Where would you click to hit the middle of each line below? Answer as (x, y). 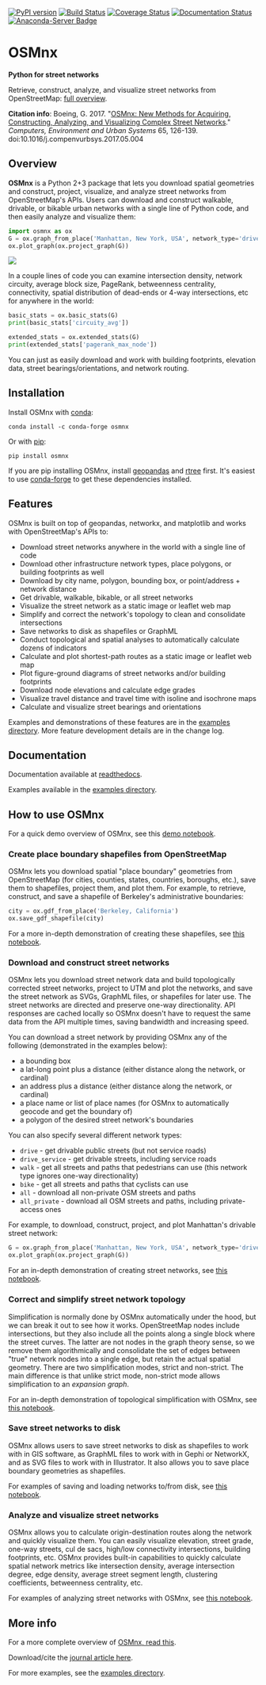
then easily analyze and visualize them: (72, 216)
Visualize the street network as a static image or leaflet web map (125, 605)
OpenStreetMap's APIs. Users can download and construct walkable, (121, 200)
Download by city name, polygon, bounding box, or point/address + (130, 580)
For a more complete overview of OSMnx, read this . (92, 1642)
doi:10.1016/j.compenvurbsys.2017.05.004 (76, 139)
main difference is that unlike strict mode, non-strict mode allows (114, 1375)
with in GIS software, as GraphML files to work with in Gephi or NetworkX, (129, 1454)
